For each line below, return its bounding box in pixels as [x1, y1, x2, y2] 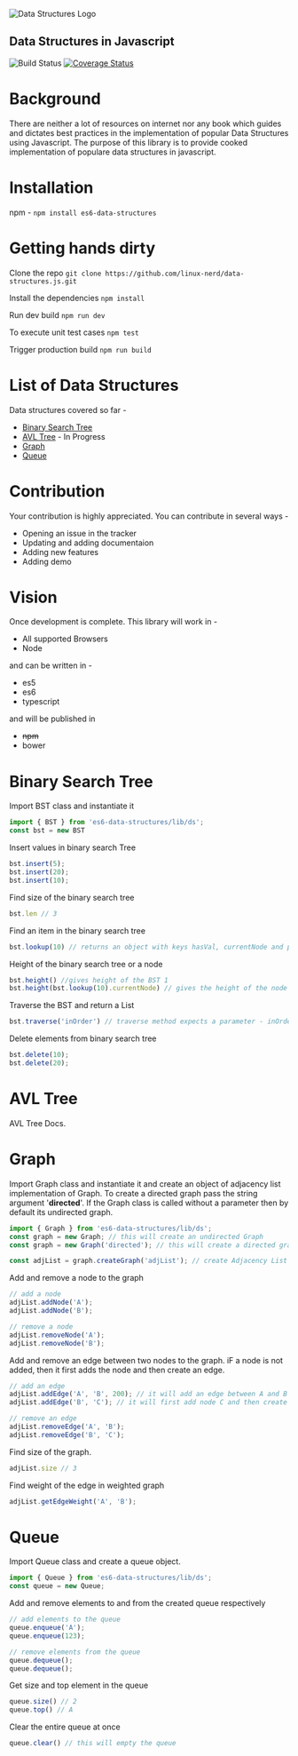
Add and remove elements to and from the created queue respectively [9, 1598, 266, 1609]
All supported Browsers [21, 633, 108, 644]
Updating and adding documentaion [21, 537, 154, 548]
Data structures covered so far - [9, 404, 127, 415]
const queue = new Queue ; [9, 1582, 105, 1591]
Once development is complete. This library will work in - [9, 616, 218, 627]
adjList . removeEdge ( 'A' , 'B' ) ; [9, 1422, 125, 1431]
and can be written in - [9, 660, 93, 671]
